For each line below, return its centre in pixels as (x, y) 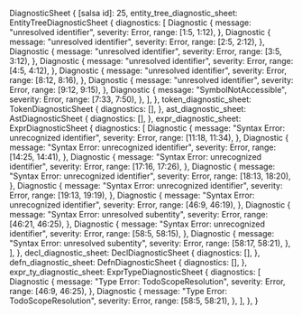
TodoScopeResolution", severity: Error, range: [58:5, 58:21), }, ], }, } (134, 301)
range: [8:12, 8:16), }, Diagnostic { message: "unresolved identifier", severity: (151, 80)
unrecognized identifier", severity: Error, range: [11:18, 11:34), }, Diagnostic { (149, 138)
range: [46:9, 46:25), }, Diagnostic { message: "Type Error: (119, 291)
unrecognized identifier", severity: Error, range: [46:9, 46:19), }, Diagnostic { (150, 205)
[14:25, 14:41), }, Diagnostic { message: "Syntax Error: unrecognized (136, 157)
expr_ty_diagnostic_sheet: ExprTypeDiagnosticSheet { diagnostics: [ (135, 272)
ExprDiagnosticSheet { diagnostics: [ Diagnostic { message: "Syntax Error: (147, 128)
